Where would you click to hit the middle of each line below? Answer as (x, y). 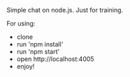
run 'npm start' (38, 52)
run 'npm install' (40, 44)
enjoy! (26, 66)
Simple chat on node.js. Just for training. (65, 10)
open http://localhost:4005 (56, 59)
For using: (21, 23)
